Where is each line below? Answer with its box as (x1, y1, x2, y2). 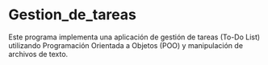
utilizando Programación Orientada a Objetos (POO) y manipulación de (8, 40, 244, 50)
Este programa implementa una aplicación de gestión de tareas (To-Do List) (8, 32, 261, 42)
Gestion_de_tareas (8, 6, 137, 24)
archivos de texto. (8, 49, 69, 59)
